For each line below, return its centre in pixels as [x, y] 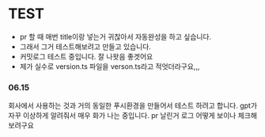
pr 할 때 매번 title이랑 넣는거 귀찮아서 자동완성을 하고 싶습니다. [115, 36]
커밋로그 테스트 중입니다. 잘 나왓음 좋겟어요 [86, 56]
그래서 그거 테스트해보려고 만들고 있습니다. [85, 46]
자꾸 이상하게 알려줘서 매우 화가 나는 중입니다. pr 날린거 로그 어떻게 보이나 [122, 116]
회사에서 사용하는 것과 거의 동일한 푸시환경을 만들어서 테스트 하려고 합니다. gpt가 [133, 106]
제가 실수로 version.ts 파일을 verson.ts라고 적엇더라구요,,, [110, 66]
